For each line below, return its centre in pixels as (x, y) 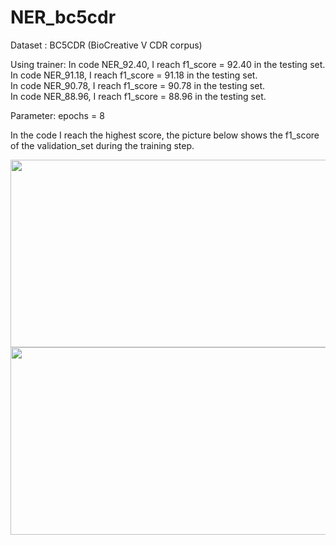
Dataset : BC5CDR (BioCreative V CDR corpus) (106, 45)
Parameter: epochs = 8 (57, 115)
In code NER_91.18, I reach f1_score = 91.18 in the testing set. (134, 75)
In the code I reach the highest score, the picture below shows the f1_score (165, 135)
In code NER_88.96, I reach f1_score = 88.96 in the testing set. (138, 96)
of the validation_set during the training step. (102, 145)
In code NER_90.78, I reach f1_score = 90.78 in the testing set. (138, 85)
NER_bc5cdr (63, 17)
